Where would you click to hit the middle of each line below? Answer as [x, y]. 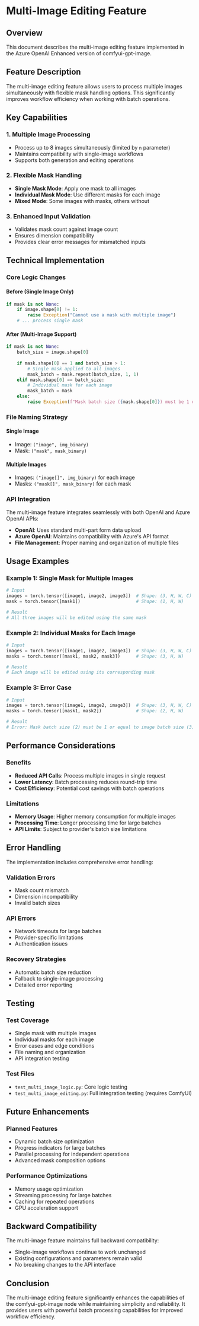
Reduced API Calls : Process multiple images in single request [90, 775]
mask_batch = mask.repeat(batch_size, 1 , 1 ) [83, 374]
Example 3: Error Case [39, 688]
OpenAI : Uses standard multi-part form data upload [78, 530]
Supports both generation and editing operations [74, 160]
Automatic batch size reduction [53, 972]
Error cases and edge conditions [54, 1046]
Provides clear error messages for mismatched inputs [80, 242]
